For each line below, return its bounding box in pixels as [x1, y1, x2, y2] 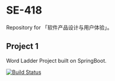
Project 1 [6, 41, 39, 51]
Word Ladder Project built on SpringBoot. [6, 57, 107, 64]
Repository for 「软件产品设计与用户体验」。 [6, 24, 113, 31]
